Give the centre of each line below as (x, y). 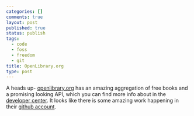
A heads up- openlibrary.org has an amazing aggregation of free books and (97, 88)
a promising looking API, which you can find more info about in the (86, 94)
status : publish (26, 33)
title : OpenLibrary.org (35, 66)
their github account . (31, 107)
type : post (19, 71)
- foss (19, 50)
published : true (26, 28)
